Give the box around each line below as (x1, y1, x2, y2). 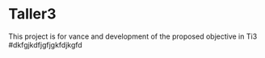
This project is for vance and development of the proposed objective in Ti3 (8, 31, 258, 41)
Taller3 (8, 5, 57, 23)
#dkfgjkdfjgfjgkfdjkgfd (8, 39, 82, 49)
